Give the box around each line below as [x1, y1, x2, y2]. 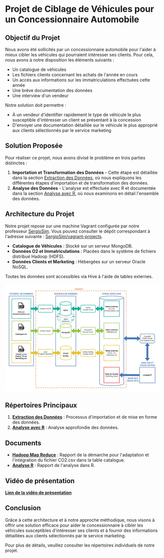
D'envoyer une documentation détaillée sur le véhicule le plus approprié [12, 122, 158, 128]
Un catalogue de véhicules [12, 66, 66, 72]
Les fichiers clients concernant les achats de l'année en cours [12, 72, 138, 77]
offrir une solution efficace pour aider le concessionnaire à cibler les [5, 522, 143, 528]
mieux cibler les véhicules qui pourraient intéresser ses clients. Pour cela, [5, 52, 154, 58]
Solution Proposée [5, 142, 63, 150]
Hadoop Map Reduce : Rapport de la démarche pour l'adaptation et [12, 452, 149, 458]
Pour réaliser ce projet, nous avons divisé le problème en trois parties [5, 155, 146, 160]
